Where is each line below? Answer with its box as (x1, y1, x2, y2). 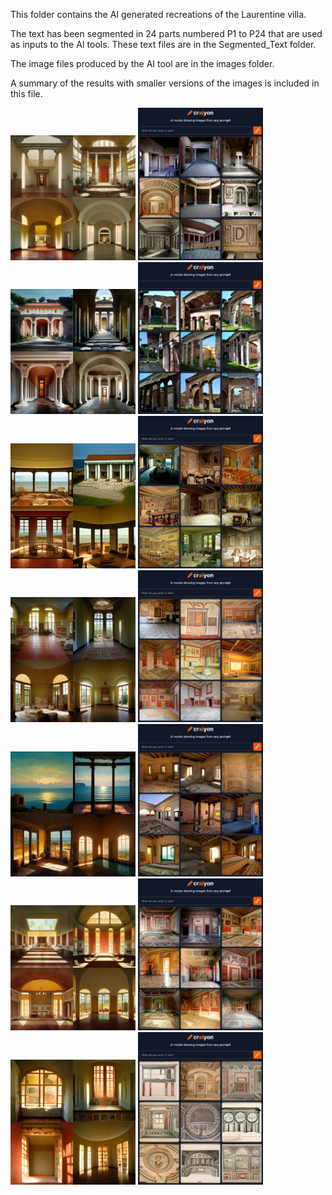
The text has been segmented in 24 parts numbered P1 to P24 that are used (10, 28, 323, 39)
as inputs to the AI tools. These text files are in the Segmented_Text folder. (10, 39, 317, 50)
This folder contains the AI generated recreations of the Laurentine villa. (10, 9, 307, 20)
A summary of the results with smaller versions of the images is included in (10, 77, 320, 89)
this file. (10, 88, 43, 99)
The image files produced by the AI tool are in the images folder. (10, 58, 275, 69)
